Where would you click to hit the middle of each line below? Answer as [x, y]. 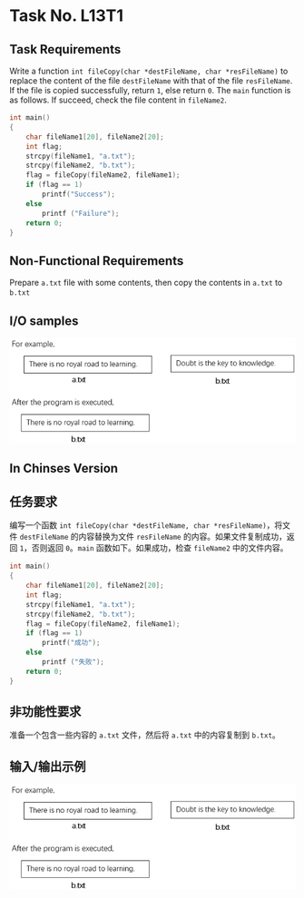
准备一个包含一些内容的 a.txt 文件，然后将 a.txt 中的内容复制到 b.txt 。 [145, 735]
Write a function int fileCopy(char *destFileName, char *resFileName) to [149, 71]
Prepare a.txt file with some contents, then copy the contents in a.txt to [146, 283]
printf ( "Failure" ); [81, 213]
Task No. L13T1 [67, 16]
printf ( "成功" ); [71, 643]
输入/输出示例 [48, 766]
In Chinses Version [64, 469]
